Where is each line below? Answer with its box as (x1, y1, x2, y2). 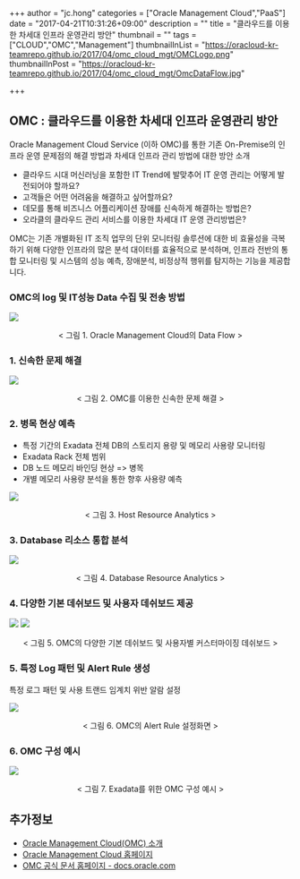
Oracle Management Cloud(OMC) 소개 (21, 837, 164, 849)
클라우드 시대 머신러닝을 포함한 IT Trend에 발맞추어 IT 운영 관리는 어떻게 (21, 169, 276, 180)
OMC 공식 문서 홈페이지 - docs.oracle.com (21, 859, 176, 871)
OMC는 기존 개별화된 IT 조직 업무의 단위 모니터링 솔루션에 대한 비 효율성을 (9, 233, 270, 243)
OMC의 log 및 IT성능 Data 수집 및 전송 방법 (9, 291, 185, 303)
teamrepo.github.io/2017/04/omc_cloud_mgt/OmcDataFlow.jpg (9, 68, 242, 79)
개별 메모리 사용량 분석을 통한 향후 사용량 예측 (21, 474, 183, 484)
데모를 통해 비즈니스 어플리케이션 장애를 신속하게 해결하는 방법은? (21, 202, 253, 213)
